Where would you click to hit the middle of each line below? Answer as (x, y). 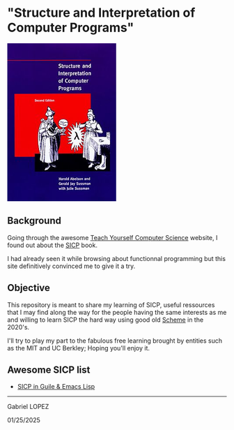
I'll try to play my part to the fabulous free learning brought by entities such (115, 341)
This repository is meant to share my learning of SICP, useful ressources (111, 304)
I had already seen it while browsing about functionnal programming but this (117, 258)
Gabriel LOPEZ (28, 407)
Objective (29, 288)
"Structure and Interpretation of (101, 13)
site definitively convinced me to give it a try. (71, 266)
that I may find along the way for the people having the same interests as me (117, 312)
